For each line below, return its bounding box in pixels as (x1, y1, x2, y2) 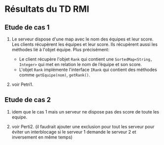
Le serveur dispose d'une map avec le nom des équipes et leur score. (11, 36, 154, 42)
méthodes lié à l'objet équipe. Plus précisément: (11, 47, 109, 52)
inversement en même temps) (11, 134, 73, 140)
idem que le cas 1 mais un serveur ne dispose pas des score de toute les (11, 109, 160, 114)
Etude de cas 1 (4, 23, 50, 32)
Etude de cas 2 (4, 96, 51, 104)
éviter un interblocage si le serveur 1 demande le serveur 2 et (11, 129, 136, 135)
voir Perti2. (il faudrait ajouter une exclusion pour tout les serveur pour (11, 123, 155, 129)
